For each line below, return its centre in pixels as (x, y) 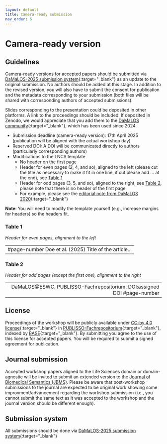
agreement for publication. (32, 343)
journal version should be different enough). (50, 403)
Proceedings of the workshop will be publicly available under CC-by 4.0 (79, 323)
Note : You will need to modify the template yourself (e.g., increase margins (82, 209)
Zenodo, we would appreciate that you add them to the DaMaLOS (72, 120)
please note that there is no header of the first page (73, 188)
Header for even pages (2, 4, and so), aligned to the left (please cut (89, 167)
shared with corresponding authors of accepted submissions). (69, 101)
